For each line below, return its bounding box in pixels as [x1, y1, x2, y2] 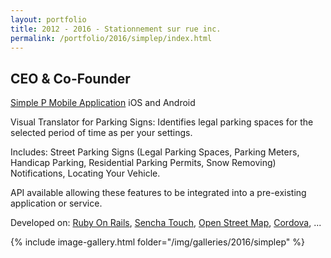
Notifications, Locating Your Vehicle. [10, 167, 161, 180]
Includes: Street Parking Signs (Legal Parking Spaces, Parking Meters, [10, 146, 300, 158]
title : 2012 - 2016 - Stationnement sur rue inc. [10, 24, 222, 34]
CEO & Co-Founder [10, 70, 131, 87]
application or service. [10, 197, 103, 210]
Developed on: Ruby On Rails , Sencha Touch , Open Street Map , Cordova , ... [10, 217, 322, 229]
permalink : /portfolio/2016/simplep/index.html [10, 33, 213, 43]
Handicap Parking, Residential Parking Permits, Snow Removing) [10, 157, 277, 169]
